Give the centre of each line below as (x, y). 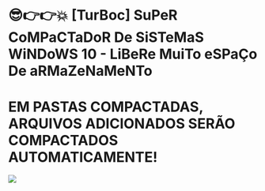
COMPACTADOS (63, 141)
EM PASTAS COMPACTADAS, (106, 107)
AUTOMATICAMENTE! (83, 157)
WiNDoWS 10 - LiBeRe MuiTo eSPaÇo (133, 54)
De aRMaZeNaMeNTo (80, 71)
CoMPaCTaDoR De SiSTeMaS (106, 37)
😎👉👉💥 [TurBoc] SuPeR (93, 15)
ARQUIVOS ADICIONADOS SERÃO (122, 124)
